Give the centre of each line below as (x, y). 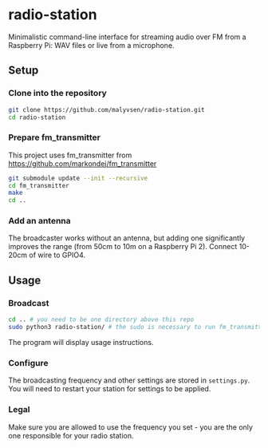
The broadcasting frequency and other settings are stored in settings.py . (129, 380)
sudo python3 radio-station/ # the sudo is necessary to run (112, 327)
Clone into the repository (58, 93)
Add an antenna (40, 221)
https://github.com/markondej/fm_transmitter (83, 163)
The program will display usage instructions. (81, 342)
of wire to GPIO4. (57, 255)
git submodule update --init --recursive (78, 178)
